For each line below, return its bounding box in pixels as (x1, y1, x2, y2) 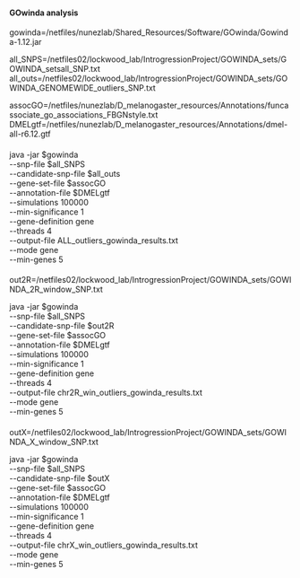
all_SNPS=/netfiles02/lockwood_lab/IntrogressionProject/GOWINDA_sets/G (9, 54, 287, 65)
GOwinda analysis (9, 7, 79, 18)
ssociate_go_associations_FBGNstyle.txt (9, 109, 159, 120)
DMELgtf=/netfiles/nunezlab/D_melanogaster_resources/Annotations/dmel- (9, 119, 288, 130)
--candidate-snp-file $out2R (9, 320, 115, 331)
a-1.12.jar (9, 37, 42, 48)
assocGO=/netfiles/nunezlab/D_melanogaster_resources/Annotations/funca (9, 100, 289, 111)
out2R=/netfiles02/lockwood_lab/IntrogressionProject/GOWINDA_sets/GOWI (9, 275, 292, 285)
